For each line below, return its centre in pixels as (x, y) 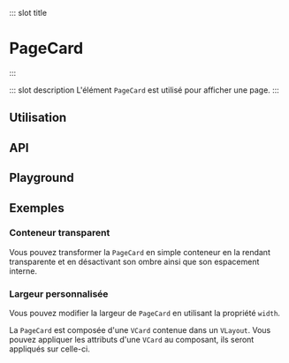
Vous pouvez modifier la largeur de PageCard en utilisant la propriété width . (145, 314)
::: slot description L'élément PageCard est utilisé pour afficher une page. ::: (144, 90)
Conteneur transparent (60, 233)
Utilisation (38, 118)
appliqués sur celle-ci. (49, 349)
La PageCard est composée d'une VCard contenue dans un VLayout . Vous (140, 330)
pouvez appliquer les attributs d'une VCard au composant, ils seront (132, 340)
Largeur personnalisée (59, 293)
